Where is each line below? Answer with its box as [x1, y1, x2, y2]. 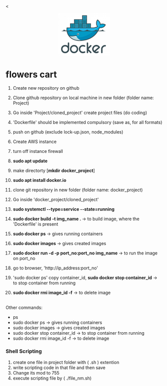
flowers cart [5, 69, 57, 80]
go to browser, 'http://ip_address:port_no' [12, 265, 98, 271]
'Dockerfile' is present [12, 221, 59, 227]
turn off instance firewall [12, 148, 64, 154]
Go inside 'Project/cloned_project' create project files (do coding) [12, 110, 147, 116]
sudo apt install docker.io [12, 177, 67, 183]
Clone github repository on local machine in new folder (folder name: [12, 95, 154, 101]
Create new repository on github [12, 85, 80, 91]
